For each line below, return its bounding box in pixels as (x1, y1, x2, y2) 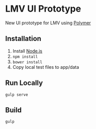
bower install (12, 59, 42, 65)
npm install (12, 54, 38, 59)
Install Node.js (12, 48, 42, 54)
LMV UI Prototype (5, 3, 81, 15)
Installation (5, 34, 41, 43)
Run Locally (5, 79, 43, 88)
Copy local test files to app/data (12, 64, 79, 70)
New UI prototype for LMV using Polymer (5, 20, 91, 26)
